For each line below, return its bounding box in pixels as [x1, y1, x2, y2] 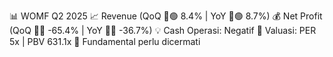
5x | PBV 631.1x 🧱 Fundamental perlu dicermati [9, 36, 201, 47]
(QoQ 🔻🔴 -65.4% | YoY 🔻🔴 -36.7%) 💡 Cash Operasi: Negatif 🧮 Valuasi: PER [9, 25, 317, 36]
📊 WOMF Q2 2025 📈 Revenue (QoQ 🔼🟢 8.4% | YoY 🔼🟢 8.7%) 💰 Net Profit [9, 10, 323, 22]
